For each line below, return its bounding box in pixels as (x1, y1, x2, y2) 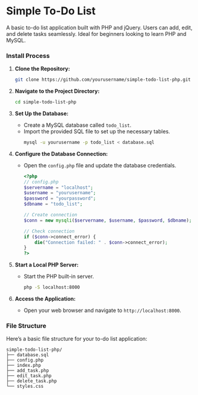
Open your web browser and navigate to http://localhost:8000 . (23, 307, 181, 314)
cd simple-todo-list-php (14, 99, 77, 105)
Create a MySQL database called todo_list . (23, 121, 132, 128)
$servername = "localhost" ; (23, 184, 93, 191)
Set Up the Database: (14, 109, 69, 117)
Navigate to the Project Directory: (14, 88, 100, 95)
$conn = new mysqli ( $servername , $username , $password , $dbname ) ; (23, 217, 192, 223)
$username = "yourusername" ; (23, 190, 96, 196)
